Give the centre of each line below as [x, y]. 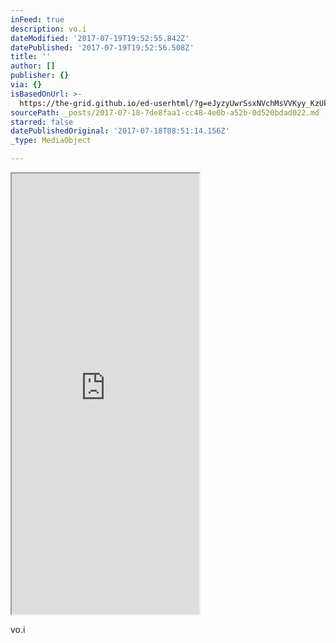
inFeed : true [37, 19]
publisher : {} [40, 76]
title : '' [31, 57]
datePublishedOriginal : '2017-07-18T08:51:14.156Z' [120, 131]
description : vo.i [48, 29]
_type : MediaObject [51, 141]
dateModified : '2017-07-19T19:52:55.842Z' [100, 38]
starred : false [42, 122]
